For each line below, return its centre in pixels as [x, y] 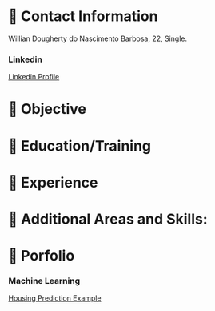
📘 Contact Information [83, 16]
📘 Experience [53, 182]
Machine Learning [44, 281]
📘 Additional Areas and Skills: [108, 219]
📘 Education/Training [80, 145]
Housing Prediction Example [55, 298]
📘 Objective [47, 109]
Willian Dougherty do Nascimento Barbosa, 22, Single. [98, 38]
